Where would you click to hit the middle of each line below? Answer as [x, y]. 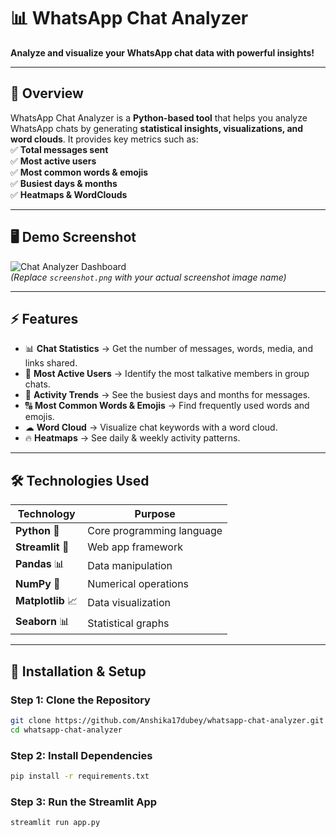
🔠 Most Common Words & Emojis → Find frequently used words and [167, 406]
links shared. [51, 363]
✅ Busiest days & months [64, 183]
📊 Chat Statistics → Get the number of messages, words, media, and [168, 349]
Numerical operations [138, 584]
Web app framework [135, 547]
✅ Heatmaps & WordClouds [69, 194]
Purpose [155, 514]
